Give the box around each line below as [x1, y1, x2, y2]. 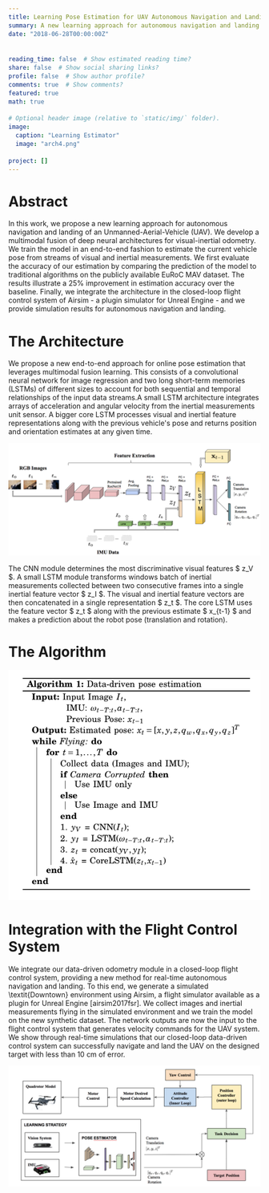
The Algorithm [8, 643, 106, 661]
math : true [8, 97, 45, 106]
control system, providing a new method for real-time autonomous [8, 972, 227, 982]
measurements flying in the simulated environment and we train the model [8, 1007, 254, 1016]
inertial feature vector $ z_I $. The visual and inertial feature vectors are [8, 589, 245, 599]
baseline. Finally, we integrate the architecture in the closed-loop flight [8, 287, 242, 297]
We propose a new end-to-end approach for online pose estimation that [8, 359, 246, 368]
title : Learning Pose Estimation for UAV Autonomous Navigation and [8, 13, 242, 21]
